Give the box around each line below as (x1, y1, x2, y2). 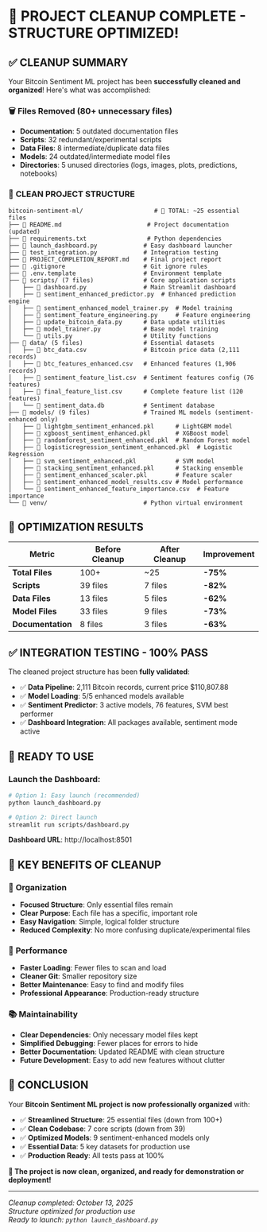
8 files (79, 619, 103, 630)
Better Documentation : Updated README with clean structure (19, 1047, 225, 1056)
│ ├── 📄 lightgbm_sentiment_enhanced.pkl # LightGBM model (8, 422, 233, 430)
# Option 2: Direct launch (8, 813, 98, 821)
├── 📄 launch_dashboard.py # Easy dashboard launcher (8, 242, 233, 250)
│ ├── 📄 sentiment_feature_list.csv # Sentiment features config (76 (8, 374, 254, 382)
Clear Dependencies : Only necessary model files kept (19, 1029, 199, 1040)
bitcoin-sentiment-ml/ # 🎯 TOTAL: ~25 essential (8, 207, 240, 215)
